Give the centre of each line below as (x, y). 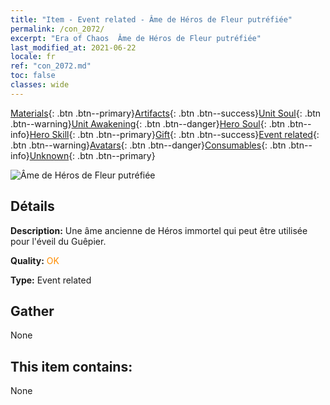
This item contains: (71, 366)
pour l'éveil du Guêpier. (58, 241)
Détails (32, 206)
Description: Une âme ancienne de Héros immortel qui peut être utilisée (159, 230)
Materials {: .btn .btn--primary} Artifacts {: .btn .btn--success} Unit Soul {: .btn (166, 113)
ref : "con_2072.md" (51, 66)
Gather (32, 311)
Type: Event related (51, 280)
